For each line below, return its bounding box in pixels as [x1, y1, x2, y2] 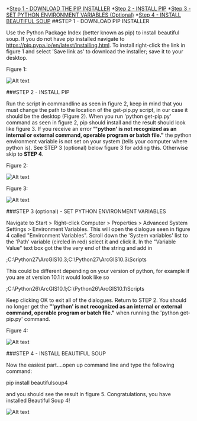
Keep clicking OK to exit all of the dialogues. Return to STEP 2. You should [6, 297, 186, 304]
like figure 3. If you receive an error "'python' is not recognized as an [6, 126, 177, 132]
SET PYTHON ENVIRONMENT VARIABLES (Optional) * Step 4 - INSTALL [6, 11, 182, 18]
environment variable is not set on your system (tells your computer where [6, 138, 188, 144]
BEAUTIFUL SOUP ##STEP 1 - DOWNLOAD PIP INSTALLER [6, 18, 150, 24]
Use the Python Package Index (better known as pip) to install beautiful [6, 29, 179, 36]
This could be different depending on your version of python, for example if [6, 268, 190, 274]
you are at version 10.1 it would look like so [6, 274, 109, 281]
